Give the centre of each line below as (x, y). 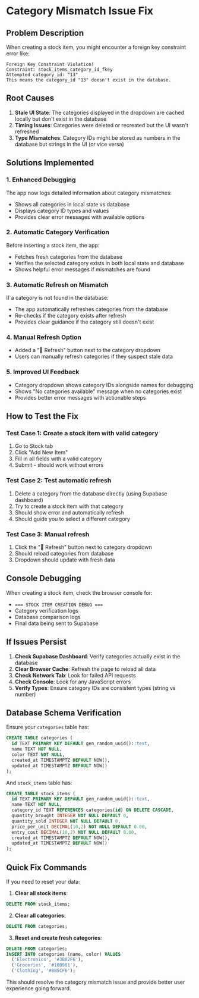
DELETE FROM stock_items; (38, 904)
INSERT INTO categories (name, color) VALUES (63, 954)
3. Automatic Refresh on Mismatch (57, 285)
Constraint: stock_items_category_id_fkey (59, 70)
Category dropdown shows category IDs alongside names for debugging (104, 385)
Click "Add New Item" (41, 453)
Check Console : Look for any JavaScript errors (73, 682)
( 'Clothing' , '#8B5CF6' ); (44, 971)
